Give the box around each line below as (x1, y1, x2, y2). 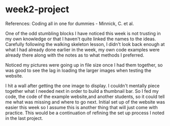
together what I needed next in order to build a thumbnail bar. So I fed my (5, 88, 159, 94)
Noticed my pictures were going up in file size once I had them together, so (5, 62, 163, 68)
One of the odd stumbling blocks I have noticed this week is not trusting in (5, 30, 161, 36)
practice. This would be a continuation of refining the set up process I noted (5, 110, 164, 116)
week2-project (5, 4, 70, 15)
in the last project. (5, 115, 43, 121)
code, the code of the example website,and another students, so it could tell (5, 93, 165, 99)
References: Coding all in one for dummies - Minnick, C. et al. (5, 20, 134, 27)
